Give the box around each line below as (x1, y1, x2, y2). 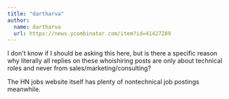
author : (7, 17, 30, 24)
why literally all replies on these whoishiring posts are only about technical (7, 57, 223, 65)
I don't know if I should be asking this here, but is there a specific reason (7, 49, 218, 58)
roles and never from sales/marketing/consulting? (7, 64, 152, 72)
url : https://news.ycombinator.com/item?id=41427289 (13, 29, 171, 37)
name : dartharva (13, 23, 61, 30)
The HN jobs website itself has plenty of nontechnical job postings (7, 78, 199, 86)
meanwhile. (7, 85, 41, 93)
